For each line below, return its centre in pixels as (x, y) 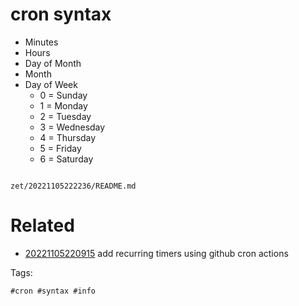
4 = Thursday (68, 137)
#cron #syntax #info (53, 291)
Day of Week (51, 84)
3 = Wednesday (72, 127)
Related (42, 225)
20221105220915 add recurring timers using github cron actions (156, 253)
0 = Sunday (63, 95)
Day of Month (53, 63)
